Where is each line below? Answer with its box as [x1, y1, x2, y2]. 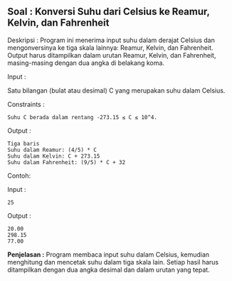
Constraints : [7, 100, 45, 108]
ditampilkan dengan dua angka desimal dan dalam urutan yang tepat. [7, 265, 210, 274]
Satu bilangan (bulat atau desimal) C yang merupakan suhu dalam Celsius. [7, 86, 226, 95]
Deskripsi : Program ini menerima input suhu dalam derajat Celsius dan [7, 36, 215, 44]
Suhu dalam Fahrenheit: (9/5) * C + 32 [7, 158, 126, 166]
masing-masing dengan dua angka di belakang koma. [7, 58, 165, 67]
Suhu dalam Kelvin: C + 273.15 [7, 153, 100, 160]
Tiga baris [7, 140, 40, 147]
